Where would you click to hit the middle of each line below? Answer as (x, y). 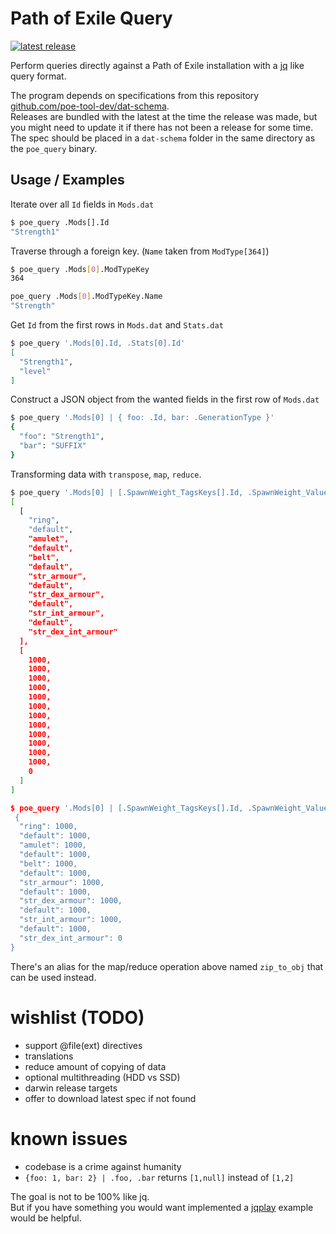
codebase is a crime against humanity (103, 1166)
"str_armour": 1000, (62, 882)
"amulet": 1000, (53, 845)
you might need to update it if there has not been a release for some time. (162, 127)
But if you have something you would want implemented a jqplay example (162, 1207)
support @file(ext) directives (83, 1045)
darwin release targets (71, 1088)
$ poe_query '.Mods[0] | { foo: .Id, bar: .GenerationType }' (142, 418)
